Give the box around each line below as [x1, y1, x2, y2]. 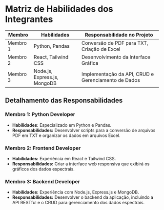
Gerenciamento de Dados [81, 76, 140, 83]
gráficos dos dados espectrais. [12, 166, 75, 172]
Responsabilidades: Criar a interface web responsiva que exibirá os [12, 161, 150, 167]
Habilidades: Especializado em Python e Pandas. [12, 122, 112, 128]
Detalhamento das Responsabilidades [5, 96, 123, 105]
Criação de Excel [81, 45, 121, 52]
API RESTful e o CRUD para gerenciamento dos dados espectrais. [12, 200, 145, 206]
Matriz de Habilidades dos [5, 3, 113, 15]
